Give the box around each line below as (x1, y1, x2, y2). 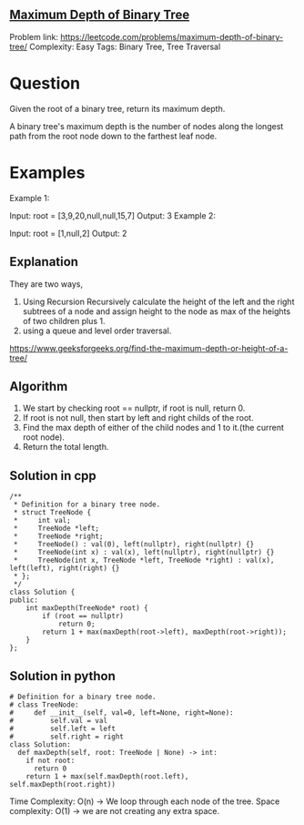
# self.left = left (9, 724, 117, 733)
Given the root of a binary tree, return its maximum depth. (9, 103, 226, 114)
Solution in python (9, 668, 117, 684)
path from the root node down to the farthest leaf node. (9, 130, 218, 141)
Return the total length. (22, 442, 109, 453)
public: (9, 596, 39, 605)
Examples (9, 162, 86, 183)
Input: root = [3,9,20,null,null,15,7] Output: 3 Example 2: (9, 209, 217, 221)
